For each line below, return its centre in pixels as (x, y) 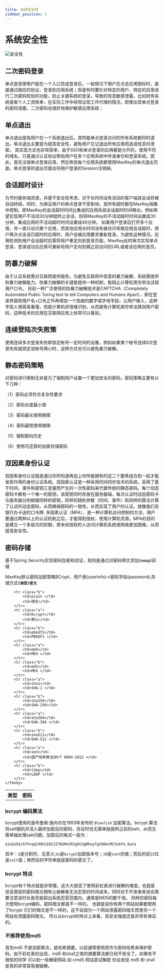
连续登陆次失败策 (31, 330)
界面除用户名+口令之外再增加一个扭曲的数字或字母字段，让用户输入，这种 (83, 300)
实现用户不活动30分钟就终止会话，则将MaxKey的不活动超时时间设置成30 (82, 216)
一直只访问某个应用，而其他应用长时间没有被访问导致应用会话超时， (86, 228)
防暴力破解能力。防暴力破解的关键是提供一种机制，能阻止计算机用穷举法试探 (82, 282)
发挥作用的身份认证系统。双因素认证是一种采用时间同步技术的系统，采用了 (80, 482)
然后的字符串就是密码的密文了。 (63, 860)
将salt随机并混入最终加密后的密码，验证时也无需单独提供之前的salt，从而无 (81, 829)
